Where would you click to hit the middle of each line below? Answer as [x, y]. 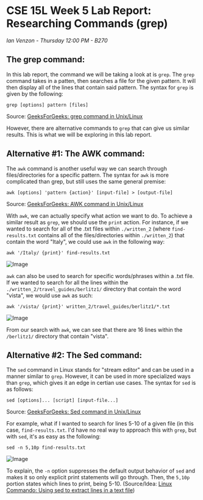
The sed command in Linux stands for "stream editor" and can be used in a [100, 370]
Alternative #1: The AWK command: [76, 154]
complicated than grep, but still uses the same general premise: [86, 181]
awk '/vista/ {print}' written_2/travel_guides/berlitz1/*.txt [88, 306]
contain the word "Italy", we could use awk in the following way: [85, 241]
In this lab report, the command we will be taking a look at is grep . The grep [101, 74]
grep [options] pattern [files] [47, 105]
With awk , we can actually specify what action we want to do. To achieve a [99, 216]
